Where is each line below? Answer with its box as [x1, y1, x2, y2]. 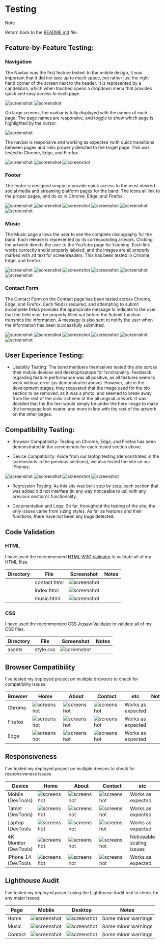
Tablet [7, 805, 22, 811]
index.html [34, 587, 59, 594]
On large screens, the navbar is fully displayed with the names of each [5, 109, 148, 115]
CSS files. [5, 626, 25, 632]
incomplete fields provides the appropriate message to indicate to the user [5, 306, 156, 312]
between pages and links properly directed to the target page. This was [5, 144, 150, 150]
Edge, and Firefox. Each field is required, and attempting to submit [5, 301, 139, 307]
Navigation [5, 58, 32, 65]
